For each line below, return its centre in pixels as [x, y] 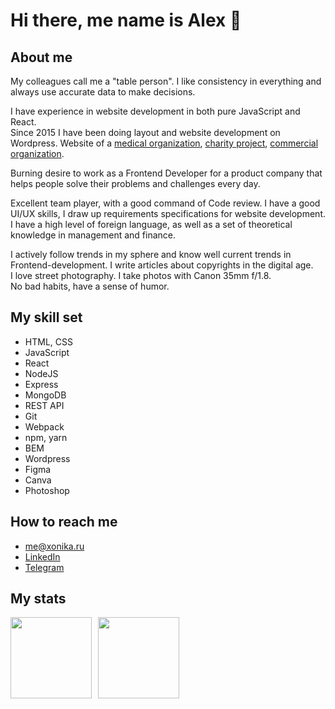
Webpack [44, 426]
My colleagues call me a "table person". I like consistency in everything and [166, 81]
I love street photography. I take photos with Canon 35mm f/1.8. [141, 275]
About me [41, 57]
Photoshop [47, 490]
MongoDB [45, 395]
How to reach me [64, 522]
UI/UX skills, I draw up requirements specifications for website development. [168, 213]
